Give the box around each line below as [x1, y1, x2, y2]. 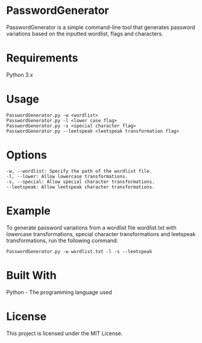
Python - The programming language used [6, 288, 113, 296]
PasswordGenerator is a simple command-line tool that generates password [6, 24, 195, 31]
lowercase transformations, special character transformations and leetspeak [6, 230, 196, 237]
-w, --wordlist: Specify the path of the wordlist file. [6, 168, 153, 174]
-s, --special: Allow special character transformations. [6, 179, 155, 185]
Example [6, 204, 51, 217]
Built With [6, 268, 57, 282]
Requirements [6, 51, 78, 65]
